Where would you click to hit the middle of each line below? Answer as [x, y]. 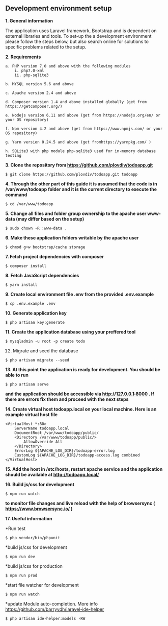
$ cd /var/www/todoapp [29, 204]
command [16, 195]
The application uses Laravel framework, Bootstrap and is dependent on [81, 31]
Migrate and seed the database [45, 351]
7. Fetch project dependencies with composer [55, 256]
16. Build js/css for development [40, 484]
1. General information [29, 20]
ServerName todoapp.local [42, 428]
